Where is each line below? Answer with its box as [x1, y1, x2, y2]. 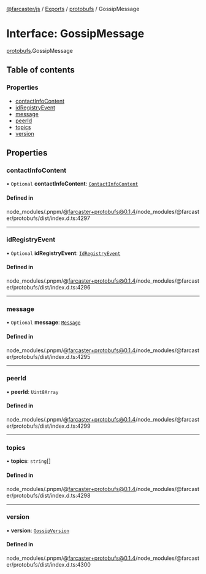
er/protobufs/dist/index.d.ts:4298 [6, 492, 91, 499]
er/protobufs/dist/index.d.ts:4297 [6, 214, 91, 222]
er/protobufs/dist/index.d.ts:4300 [6, 561, 91, 568]
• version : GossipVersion [6, 527, 69, 534]
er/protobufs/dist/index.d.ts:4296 [6, 284, 91, 291]
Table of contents [6, 65, 75, 76]
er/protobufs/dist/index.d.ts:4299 [6, 422, 91, 430]
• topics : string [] [6, 457, 51, 465]
